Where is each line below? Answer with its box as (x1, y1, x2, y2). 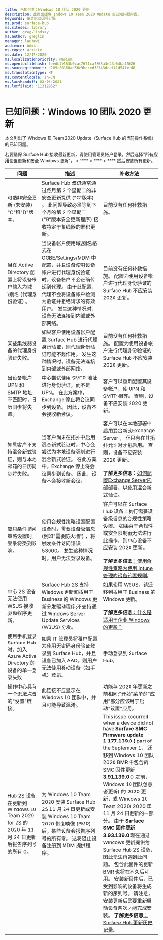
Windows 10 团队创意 (103, 781, 153, 788)
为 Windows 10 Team (41, 792, 91, 798)
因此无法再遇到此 (103, 854, 142, 860)
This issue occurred (103, 713, 149, 720)
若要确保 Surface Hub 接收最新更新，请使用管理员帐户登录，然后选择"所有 (5, 151, 154, 158)
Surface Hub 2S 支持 (41, 581, 89, 588)
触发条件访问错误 (41, 540, 81, 547)
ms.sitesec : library (5, 25, 47, 30)
